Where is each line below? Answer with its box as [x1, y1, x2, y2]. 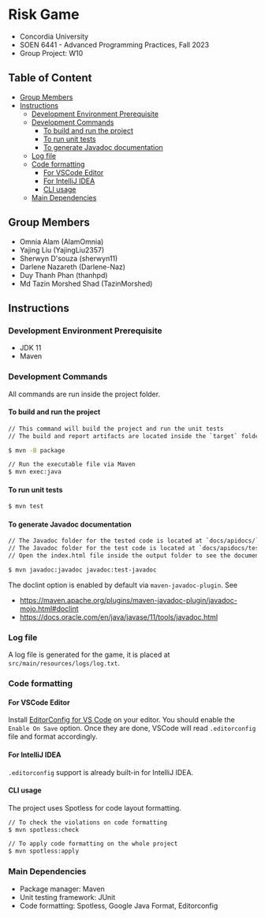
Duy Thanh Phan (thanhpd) [19, 270, 108, 279]
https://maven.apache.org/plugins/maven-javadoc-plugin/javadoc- [19, 595, 238, 605]
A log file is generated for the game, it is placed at [8, 650, 170, 660]
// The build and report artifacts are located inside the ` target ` [8, 432, 238, 440]
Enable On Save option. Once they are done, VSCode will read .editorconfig [8, 724, 256, 733]
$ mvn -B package [8, 446, 65, 455]
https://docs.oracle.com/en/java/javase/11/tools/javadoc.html [19, 612, 218, 621]
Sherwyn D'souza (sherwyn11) [19, 253, 118, 263]
